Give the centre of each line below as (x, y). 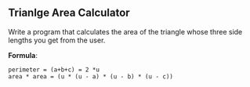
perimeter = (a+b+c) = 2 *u (54, 70)
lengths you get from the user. (57, 40)
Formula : (23, 55)
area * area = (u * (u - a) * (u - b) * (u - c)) (91, 76)
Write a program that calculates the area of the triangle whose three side (125, 31)
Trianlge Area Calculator (69, 13)
